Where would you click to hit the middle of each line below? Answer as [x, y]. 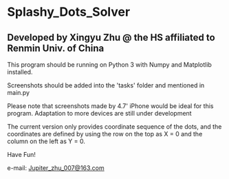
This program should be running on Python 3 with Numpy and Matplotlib [109, 65]
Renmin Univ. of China [56, 48]
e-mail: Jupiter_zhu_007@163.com [56, 168]
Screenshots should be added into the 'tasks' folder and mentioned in [106, 85]
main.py [18, 93]
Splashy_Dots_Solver [69, 12]
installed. [20, 72]
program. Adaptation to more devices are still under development [99, 113]
